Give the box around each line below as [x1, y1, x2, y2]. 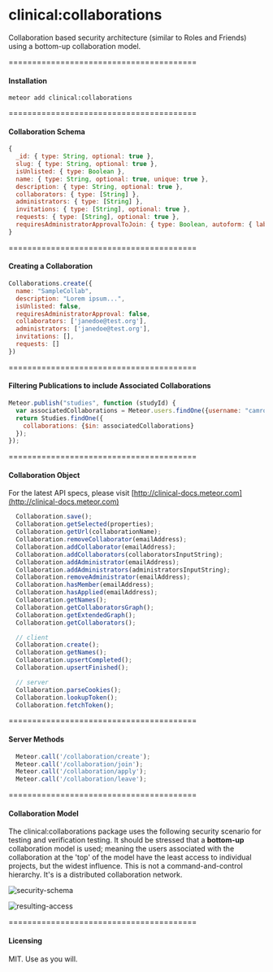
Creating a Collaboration [8, 261, 93, 271]
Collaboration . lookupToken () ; [15, 694, 118, 702]
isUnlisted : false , [15, 302, 82, 310]
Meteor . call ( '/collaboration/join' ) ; [15, 760, 144, 768]
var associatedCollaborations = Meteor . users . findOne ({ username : [15, 406, 242, 414]
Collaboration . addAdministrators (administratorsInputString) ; [15, 566, 231, 574]
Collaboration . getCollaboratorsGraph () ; [15, 603, 154, 611]
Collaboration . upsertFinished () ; [15, 663, 129, 672]
